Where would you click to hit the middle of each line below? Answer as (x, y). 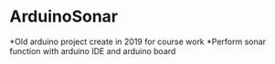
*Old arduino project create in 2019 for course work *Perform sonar (138, 41)
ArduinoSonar (64, 17)
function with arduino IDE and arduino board (93, 50)
